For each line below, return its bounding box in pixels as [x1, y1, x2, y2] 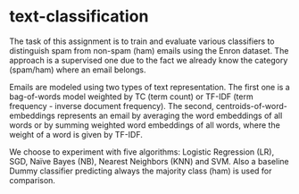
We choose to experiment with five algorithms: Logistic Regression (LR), [9, 146, 275, 157]
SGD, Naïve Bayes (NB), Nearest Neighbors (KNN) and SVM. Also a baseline [9, 156, 289, 166]
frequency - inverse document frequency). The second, [9, 100, 214, 111]
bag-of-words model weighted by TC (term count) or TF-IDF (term [9, 91, 253, 102]
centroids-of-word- [215, 100, 288, 111]
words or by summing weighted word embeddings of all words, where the [9, 119, 281, 131]
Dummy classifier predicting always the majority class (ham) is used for [9, 165, 272, 176]
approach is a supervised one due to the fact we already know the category [9, 55, 288, 65]
